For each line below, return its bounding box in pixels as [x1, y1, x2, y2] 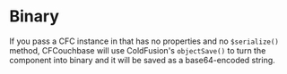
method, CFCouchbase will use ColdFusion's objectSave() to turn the [9, 45, 266, 55]
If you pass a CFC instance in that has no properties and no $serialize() [9, 36, 280, 46]
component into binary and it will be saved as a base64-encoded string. [9, 54, 275, 65]
